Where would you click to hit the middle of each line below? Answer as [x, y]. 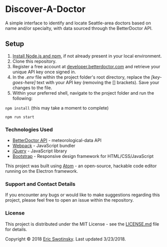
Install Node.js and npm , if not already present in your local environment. [87, 56]
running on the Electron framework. [42, 171]
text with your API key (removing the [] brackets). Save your [98, 82]
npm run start [20, 117]
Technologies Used [29, 129]
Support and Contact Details [40, 184]
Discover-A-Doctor [45, 9]
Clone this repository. [34, 61]
